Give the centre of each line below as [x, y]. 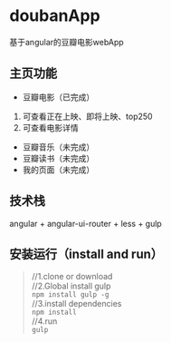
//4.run [44, 321]
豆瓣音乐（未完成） [58, 147]
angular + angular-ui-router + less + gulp [86, 223]
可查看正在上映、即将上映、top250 [87, 116]
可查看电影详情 [50, 127]
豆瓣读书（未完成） [58, 158]
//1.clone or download [72, 277]
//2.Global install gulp [71, 286]
